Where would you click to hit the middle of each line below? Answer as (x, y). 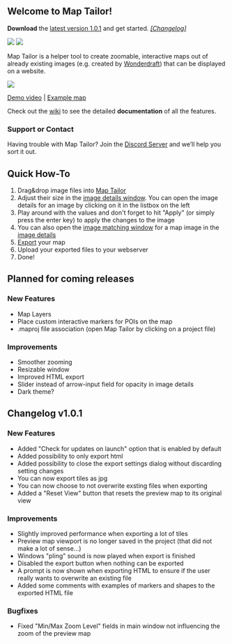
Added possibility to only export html (70, 456)
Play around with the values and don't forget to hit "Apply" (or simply (116, 213)
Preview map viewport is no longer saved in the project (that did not (115, 541)
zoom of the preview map (54, 634)
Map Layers (34, 314)
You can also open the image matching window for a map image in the (118, 227)
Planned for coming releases (71, 279)
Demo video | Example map (47, 98)
